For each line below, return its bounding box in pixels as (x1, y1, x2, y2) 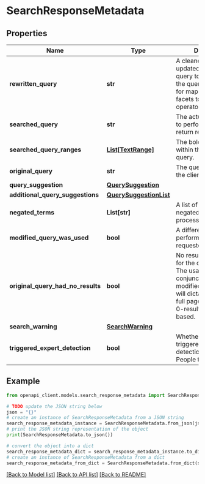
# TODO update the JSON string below (6, 403, 103, 409)
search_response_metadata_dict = (6, 448, 92, 455)
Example (6, 376, 40, 387)
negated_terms (9, 208, 55, 216)
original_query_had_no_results (9, 282, 101, 290)
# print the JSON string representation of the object (6, 426, 149, 433)
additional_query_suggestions (9, 191, 99, 199)
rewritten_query (9, 80, 57, 88)
